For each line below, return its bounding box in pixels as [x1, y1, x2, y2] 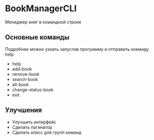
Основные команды [5, 33, 69, 41]
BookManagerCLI [5, 3, 77, 14]
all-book [12, 81, 29, 87]
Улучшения [5, 106, 42, 115]
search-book [12, 76, 38, 82]
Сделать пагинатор [12, 124, 52, 130]
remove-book [12, 71, 40, 77]
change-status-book [12, 86, 54, 93]
